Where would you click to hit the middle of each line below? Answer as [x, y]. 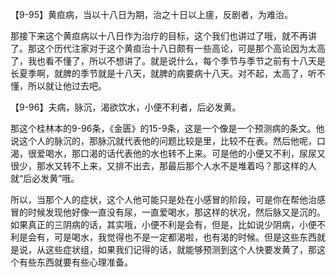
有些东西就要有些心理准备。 [75, 262]
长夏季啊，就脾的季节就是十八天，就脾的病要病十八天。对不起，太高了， [159, 73]
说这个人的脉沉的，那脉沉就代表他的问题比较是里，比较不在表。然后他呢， [163, 141]
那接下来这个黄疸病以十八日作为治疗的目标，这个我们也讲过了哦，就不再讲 [163, 36]
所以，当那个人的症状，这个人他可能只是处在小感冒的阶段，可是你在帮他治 [163, 199]
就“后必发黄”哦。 [45, 178]
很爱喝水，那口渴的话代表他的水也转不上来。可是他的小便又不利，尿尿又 [176, 153]
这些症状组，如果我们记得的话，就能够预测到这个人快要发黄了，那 [180, 249]
